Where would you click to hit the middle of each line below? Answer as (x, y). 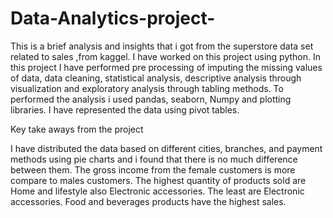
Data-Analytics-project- (113, 18)
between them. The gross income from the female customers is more (153, 169)
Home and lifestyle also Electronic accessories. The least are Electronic (157, 191)
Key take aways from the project (77, 129)
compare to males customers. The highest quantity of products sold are (158, 180)
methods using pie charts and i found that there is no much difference (154, 159)
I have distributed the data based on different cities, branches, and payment (166, 148)
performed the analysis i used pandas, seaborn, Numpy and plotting (151, 99)
